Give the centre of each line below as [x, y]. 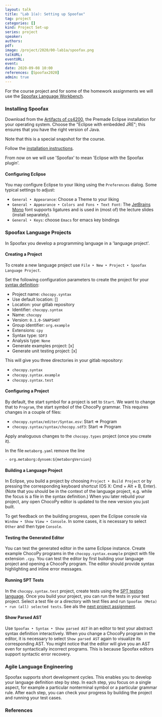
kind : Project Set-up [27, 28]
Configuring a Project [27, 391]
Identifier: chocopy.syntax [37, 310]
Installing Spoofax [27, 109]
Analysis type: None [31, 341]
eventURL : [15, 59]
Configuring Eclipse [25, 174]
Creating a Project [24, 254]
